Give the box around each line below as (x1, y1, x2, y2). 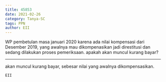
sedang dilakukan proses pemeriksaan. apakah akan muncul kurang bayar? (5, 50, 159, 55)
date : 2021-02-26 (5, 12, 41, 17)
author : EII (5, 26, 30, 30)
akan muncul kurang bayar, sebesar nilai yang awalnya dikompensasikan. (5, 63, 155, 69)
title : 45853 (5, 7, 32, 12)
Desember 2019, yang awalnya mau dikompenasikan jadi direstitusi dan (5, 44, 151, 50)
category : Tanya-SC (5, 16, 45, 21)
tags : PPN (5, 21, 26, 26)
